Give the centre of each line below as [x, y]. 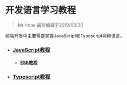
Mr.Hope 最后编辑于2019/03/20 [50, 25]
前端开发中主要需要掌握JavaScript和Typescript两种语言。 [65, 35]
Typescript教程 [31, 77]
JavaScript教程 [31, 49]
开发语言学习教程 [41, 10]
